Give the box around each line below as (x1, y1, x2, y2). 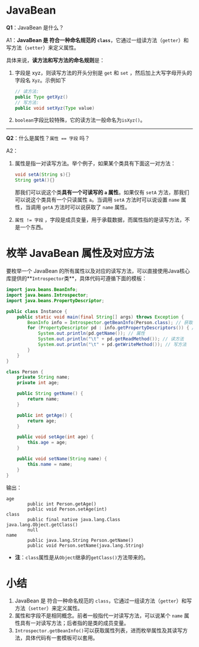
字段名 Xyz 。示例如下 (14, 77, 66, 84)
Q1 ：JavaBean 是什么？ (6, 24, 64, 31)
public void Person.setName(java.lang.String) (27, 543, 145, 548)
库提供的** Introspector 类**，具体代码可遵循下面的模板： (6, 275, 147, 282)
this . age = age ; (27, 440, 68, 446)
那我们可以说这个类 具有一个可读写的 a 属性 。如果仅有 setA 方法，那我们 (14, 189, 190, 196)
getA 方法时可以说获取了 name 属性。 (42, 204, 130, 211)
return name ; (27, 396, 60, 402)
